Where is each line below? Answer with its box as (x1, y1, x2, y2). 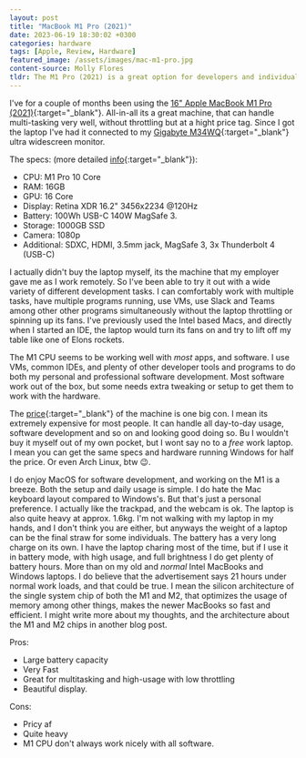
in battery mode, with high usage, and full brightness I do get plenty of (9, 551, 274, 562)
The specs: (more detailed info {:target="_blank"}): (9, 154, 199, 165)
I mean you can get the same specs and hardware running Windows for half (9, 447, 294, 458)
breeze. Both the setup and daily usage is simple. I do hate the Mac (9, 483, 262, 494)
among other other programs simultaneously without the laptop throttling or (9, 305, 293, 316)
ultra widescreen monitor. (9, 136, 106, 147)
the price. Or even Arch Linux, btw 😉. (9, 456, 151, 467)
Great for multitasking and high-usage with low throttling (22, 673, 235, 684)
